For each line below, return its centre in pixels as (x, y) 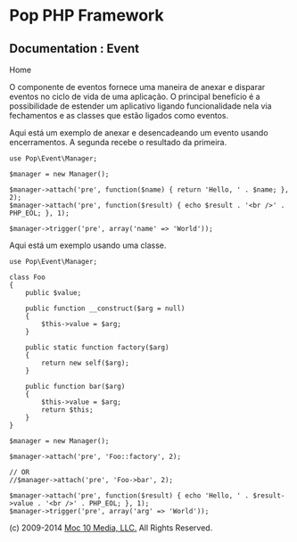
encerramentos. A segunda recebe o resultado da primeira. (118, 142)
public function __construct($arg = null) (105, 308)
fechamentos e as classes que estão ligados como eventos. (119, 115)
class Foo (28, 277)
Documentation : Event (74, 49)
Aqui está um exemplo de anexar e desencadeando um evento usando (139, 133)
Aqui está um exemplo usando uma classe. (88, 245)
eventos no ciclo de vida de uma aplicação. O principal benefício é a (135, 96)
